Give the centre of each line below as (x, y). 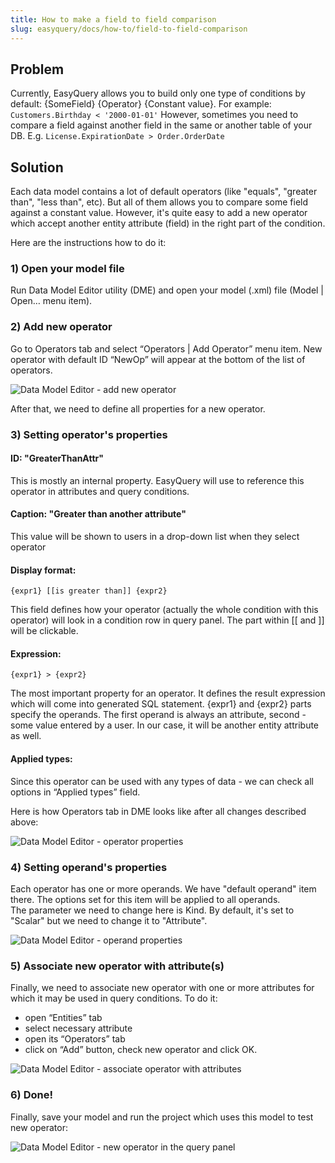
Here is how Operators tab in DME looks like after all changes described (158, 811)
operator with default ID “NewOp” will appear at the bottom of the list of (158, 359)
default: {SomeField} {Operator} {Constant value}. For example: (141, 104)
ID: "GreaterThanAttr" (57, 458)
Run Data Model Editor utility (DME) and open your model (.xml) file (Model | (167, 290)
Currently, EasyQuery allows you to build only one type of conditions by (158, 93)
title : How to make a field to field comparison (113, 19)
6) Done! (31, 1095)
